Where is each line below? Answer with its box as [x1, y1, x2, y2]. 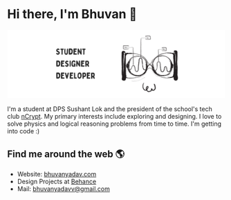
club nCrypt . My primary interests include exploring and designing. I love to [7, 112, 222, 121]
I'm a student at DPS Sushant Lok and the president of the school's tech [7, 105, 212, 113]
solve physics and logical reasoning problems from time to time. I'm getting [7, 119, 222, 128]
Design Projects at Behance [17, 177, 97, 186]
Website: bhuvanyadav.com [17, 170, 97, 178]
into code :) [7, 127, 40, 135]
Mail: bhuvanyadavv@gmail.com [17, 185, 111, 193]
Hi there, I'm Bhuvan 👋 [7, 6, 138, 22]
